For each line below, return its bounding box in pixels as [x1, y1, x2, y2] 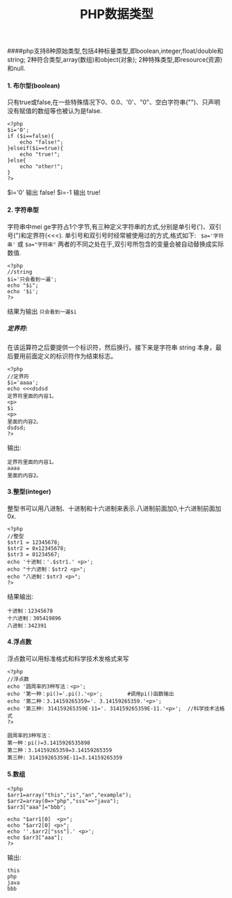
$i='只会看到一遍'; [7, 276, 58, 283]
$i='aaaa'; [7, 379, 39, 386]
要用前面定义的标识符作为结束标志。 [13, 351, 117, 360]
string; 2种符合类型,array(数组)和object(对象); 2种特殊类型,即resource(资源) [7, 56, 223, 64]
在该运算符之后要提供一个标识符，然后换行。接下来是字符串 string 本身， [7, 343, 216, 351]
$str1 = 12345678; [7, 539, 60, 546]
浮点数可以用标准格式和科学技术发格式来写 [7, 654, 129, 663]
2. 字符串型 [7, 206, 40, 214]
